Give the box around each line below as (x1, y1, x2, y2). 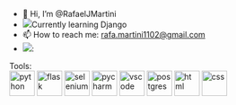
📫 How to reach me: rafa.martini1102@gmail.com (22, 30, 206, 39)
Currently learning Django (31, 19, 127, 30)
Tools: (9, 61, 32, 71)
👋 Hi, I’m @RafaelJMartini (22, 9, 117, 19)
